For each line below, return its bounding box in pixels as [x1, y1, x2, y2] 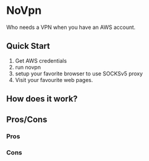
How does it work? [6, 94, 78, 104]
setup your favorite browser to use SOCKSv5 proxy [15, 70, 144, 77]
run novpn [15, 63, 41, 71]
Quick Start [6, 41, 50, 51]
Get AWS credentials [15, 57, 67, 64]
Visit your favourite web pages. [15, 76, 93, 83]
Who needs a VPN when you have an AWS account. [6, 24, 136, 31]
